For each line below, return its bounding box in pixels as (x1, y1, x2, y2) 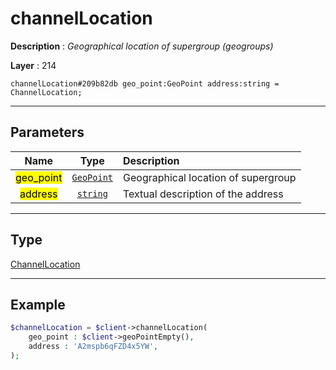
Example (10, 296, 66, 313)
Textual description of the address (123, 187, 284, 201)
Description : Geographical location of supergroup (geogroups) (10, 40, 274, 52)
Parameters (10, 124, 85, 141)
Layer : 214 (10, 59, 57, 71)
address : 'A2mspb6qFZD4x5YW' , (28, 342, 159, 352)
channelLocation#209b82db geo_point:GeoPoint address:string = (10, 78, 280, 89)
